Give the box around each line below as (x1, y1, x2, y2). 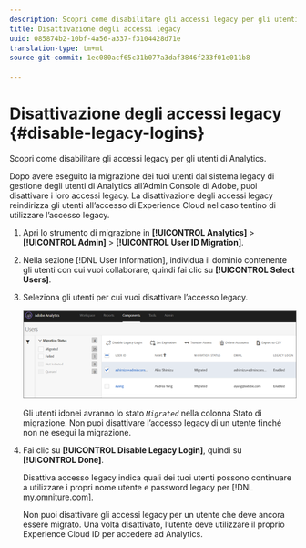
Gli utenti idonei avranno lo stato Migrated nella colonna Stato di (22, 407, 262, 419)
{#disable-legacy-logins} (9, 123, 205, 143)
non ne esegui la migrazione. (22, 427, 132, 438)
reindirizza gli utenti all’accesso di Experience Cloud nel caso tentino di (9, 199, 276, 210)
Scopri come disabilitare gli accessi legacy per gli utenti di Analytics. (9, 153, 267, 163)
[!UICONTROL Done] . (22, 455, 105, 466)
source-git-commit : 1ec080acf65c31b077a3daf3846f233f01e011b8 (9, 53, 250, 63)
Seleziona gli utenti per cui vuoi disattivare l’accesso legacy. (22, 291, 249, 302)
